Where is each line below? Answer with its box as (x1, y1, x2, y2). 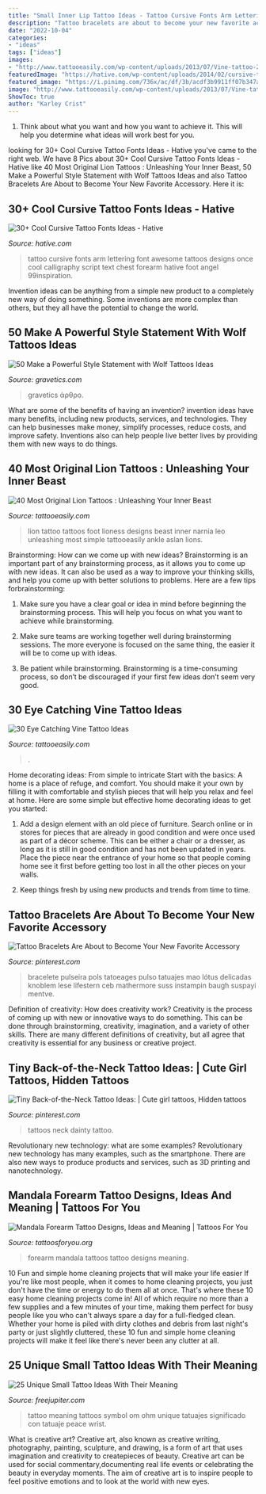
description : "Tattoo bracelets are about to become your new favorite (8, 19, 249, 27)
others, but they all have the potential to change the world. (8, 303, 199, 312)
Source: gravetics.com (8, 374, 82, 384)
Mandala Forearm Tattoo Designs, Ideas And (8, 1189, 232, 1202)
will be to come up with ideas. (19, 648, 117, 658)
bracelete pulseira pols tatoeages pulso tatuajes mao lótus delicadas (27, 972, 252, 982)
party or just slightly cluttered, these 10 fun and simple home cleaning (8, 1327, 236, 1336)
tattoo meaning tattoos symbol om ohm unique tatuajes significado (27, 1410, 246, 1419)
